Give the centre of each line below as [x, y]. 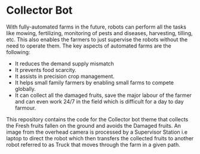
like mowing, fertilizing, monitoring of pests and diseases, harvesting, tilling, [99, 33]
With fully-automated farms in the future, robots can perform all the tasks [96, 27]
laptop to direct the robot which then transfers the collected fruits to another [100, 138]
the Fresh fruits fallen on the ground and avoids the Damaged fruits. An [93, 125]
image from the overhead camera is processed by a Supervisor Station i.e [97, 132]
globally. [25, 89]
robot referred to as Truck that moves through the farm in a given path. [93, 144]
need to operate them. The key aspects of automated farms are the [89, 46]
